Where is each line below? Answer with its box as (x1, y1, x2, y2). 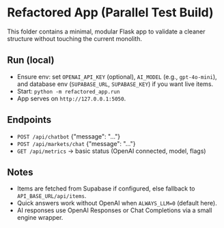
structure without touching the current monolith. (7, 34, 142, 42)
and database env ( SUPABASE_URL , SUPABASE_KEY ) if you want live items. (16, 80, 214, 88)
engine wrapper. (16, 214, 64, 222)
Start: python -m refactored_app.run (16, 87, 120, 95)
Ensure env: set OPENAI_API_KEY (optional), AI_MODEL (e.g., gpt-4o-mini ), (16, 72, 217, 81)
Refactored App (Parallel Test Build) (7, 5, 214, 20)
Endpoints (7, 114, 52, 126)
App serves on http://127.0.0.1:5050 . (16, 94, 126, 102)
